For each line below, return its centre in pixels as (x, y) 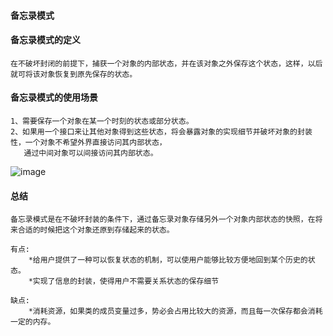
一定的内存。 (33, 322)
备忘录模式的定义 (45, 40)
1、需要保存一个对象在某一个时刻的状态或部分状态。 (102, 121)
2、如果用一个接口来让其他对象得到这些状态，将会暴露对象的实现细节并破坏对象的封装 (161, 132)
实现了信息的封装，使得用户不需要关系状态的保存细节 (126, 281)
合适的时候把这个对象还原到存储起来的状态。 (96, 230)
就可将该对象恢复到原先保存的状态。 (74, 74)
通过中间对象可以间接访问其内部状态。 (90, 153)
